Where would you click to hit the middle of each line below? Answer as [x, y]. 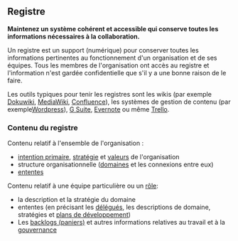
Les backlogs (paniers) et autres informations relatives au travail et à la [121, 223]
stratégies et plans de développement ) [74, 215]
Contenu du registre [43, 127]
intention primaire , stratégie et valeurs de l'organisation [98, 157]
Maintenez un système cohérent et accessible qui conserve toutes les [113, 28]
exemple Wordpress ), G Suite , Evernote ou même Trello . [88, 109]
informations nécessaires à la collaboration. [74, 36]
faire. [15, 80]
